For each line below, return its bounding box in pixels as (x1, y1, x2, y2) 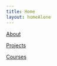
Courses (6, 53, 27, 60)
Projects (6, 42, 26, 49)
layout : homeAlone (6, 14, 51, 20)
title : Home (6, 8, 35, 15)
